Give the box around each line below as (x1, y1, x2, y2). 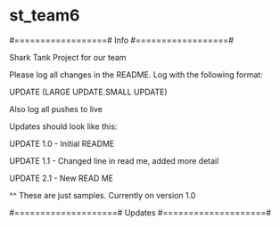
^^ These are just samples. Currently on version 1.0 (9, 190, 196, 200)
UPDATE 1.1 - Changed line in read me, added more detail (9, 155, 219, 166)
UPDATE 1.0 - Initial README (9, 138, 115, 149)
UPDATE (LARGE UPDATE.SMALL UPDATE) (9, 86, 168, 97)
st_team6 (9, 5, 80, 26)
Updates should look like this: (9, 121, 118, 132)
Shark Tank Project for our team (9, 52, 127, 62)
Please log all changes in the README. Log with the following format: (9, 69, 263, 80)
